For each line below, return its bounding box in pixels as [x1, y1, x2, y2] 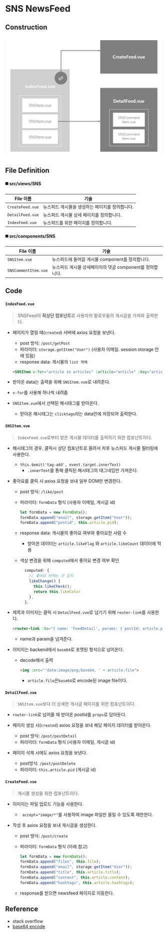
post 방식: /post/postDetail [19, 733, 77, 739]
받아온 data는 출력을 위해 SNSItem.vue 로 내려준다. [12, 379, 110, 385]
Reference [5, 905, 38, 913]
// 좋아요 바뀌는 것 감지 [29, 573, 73, 578]
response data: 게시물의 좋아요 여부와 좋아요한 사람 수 [19, 530, 127, 536]
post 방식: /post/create [19, 832, 68, 838]
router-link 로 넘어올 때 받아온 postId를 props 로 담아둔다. [12, 711, 126, 718]
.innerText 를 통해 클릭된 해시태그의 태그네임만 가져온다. [27, 467, 138, 473]
